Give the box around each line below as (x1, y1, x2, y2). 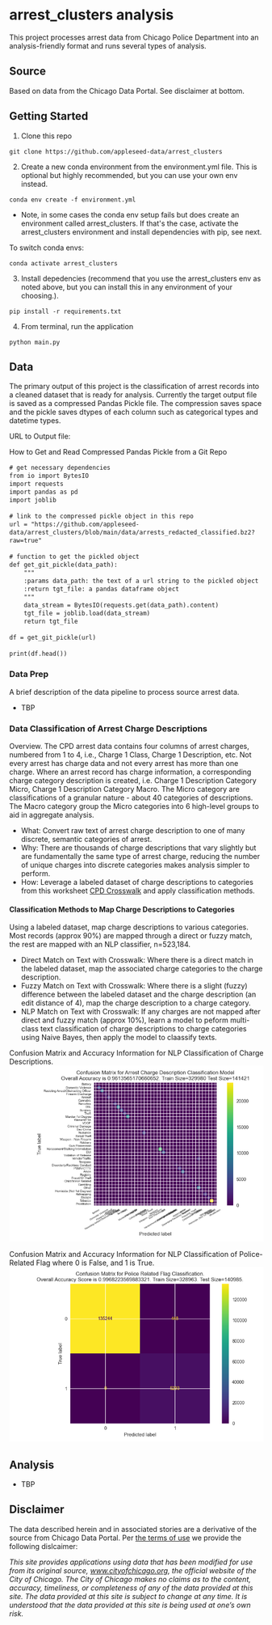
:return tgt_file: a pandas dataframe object (23, 585, 180, 594)
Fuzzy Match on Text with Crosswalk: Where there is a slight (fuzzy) (20, 981, 249, 991)
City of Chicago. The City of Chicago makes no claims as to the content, (9, 1574, 251, 1584)
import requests (9, 480, 64, 489)
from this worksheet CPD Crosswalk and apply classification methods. (20, 886, 255, 895)
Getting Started (9, 109, 89, 123)
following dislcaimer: (9, 1541, 78, 1551)
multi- (229, 1015, 250, 1025)
